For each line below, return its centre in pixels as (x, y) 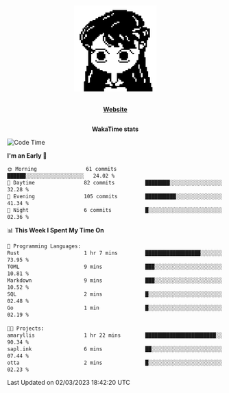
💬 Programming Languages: (44, 246)
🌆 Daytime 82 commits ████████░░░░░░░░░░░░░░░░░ (115, 183)
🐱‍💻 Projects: (26, 329)
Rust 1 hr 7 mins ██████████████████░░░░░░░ (115, 253)
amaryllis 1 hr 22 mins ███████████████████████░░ (115, 335)
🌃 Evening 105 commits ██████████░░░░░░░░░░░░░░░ (115, 197)
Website (115, 109)
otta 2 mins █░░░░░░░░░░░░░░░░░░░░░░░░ (115, 363)
